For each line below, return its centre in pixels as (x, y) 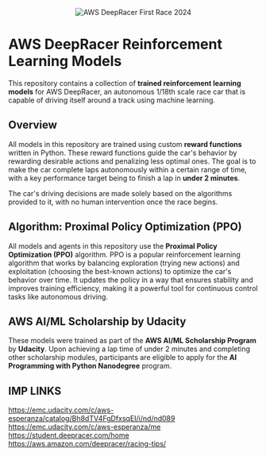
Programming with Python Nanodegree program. (90, 366)
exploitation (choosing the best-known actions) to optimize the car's (120, 271)
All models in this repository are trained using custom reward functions (125, 144)
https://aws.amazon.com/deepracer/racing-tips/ (87, 444)
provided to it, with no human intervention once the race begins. (113, 202)
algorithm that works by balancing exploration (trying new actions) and (124, 263)
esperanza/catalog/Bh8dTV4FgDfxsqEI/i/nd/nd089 (92, 419)
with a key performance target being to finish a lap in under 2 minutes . (124, 178)
